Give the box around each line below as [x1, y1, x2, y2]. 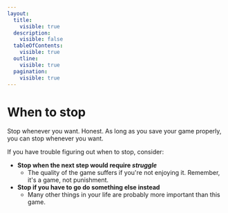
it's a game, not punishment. [27, 176, 109, 184]
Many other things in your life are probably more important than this [27, 191, 220, 199]
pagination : [13, 68, 48, 75]
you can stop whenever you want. [7, 134, 104, 142]
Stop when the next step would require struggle [17, 161, 158, 169]
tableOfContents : [13, 42, 64, 49]
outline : [13, 55, 39, 62]
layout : [7, 10, 30, 17]
